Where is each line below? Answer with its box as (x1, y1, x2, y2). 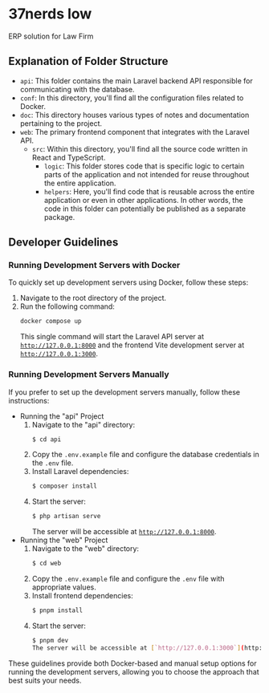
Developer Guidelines (8, 236, 119, 249)
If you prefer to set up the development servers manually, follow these (8, 387, 241, 397)
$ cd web (31, 559, 62, 568)
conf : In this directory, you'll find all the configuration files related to (19, 93, 244, 103)
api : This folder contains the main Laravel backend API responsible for (19, 75, 253, 85)
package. (43, 212, 75, 221)
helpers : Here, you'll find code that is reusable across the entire (43, 186, 255, 197)
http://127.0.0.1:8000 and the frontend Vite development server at (19, 340, 245, 350)
